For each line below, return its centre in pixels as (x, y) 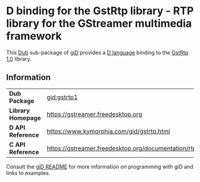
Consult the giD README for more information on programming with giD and (100, 167)
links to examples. (28, 173)
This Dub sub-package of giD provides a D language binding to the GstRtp (97, 52)
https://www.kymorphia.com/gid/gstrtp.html (109, 131)
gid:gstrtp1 (62, 97)
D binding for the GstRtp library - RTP (100, 11)
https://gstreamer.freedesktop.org (95, 114)
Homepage (25, 118)
